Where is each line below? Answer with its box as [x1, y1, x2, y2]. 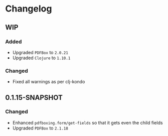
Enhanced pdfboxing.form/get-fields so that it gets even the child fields [12, 119, 163, 125]
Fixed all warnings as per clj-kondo [12, 79, 85, 85]
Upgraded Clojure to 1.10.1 [12, 55, 71, 61]
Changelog [5, 3, 52, 15]
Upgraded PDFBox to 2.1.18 [12, 125, 69, 131]
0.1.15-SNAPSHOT [5, 93, 63, 102]
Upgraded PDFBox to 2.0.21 [12, 49, 69, 55]
